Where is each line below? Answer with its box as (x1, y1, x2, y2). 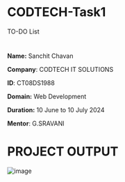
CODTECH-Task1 (7, 4, 106, 20)
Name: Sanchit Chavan (7, 52, 74, 60)
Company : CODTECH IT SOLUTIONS (7, 66, 114, 74)
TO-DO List (7, 27, 40, 36)
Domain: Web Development (7, 92, 87, 101)
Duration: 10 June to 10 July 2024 (7, 106, 105, 114)
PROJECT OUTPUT (7, 144, 119, 160)
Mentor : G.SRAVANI (7, 119, 65, 128)
